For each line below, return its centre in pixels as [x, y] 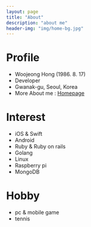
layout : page [22, 12]
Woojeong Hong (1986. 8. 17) [50, 74]
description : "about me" [37, 23]
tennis [22, 219]
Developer [27, 80]
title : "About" [25, 17]
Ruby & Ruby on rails [40, 147]
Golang [23, 153]
